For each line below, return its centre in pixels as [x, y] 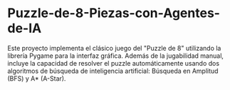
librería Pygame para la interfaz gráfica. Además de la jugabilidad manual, [116, 56]
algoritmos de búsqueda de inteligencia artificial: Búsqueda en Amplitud [113, 71]
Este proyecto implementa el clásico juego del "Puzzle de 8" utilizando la [114, 48]
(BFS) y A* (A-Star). [37, 78]
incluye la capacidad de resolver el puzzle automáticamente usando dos [113, 63]
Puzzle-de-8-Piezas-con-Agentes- [114, 13]
